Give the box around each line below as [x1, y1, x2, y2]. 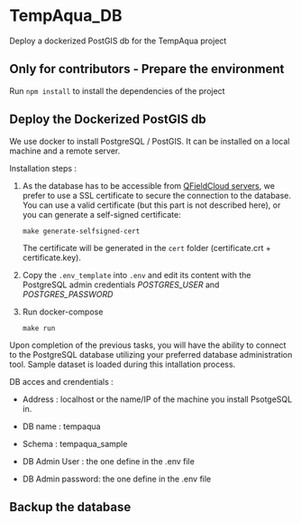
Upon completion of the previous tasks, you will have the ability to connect [9, 340, 287, 350]
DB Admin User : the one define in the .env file [22, 455, 196, 466]
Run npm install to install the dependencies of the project [9, 85, 225, 96]
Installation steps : [9, 163, 78, 173]
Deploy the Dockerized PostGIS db [9, 112, 206, 127]
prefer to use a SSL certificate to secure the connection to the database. [22, 190, 291, 201]
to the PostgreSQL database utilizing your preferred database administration [9, 349, 293, 360]
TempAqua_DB [9, 5, 123, 26]
